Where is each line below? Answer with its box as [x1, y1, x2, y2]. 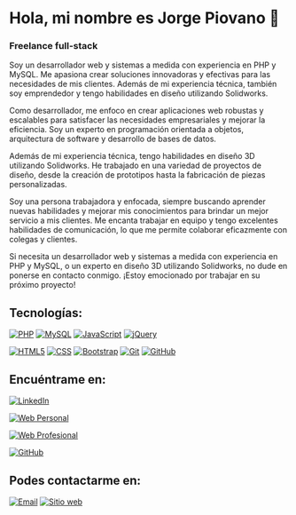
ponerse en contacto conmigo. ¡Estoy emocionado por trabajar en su [9, 270, 261, 281]
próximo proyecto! [9, 280, 76, 290]
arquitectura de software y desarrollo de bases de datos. [9, 133, 217, 145]
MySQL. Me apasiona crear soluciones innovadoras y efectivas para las [9, 69, 271, 80]
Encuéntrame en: [9, 372, 106, 387]
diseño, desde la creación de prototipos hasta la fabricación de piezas [9, 170, 266, 180]
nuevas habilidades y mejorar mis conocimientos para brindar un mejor [9, 206, 269, 217]
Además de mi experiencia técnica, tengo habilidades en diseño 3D [9, 151, 255, 162]
